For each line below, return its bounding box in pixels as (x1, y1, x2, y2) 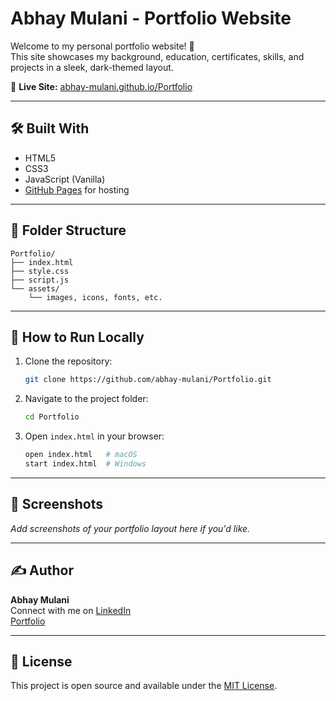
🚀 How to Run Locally (10, 328, 145, 346)
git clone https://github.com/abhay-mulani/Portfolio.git (24, 375, 272, 385)
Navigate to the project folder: (24, 393, 149, 405)
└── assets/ (10, 283, 60, 294)
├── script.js (10, 275, 70, 285)
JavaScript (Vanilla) (24, 173, 106, 185)
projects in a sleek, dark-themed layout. (10, 61, 174, 73)
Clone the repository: (24, 355, 113, 367)
